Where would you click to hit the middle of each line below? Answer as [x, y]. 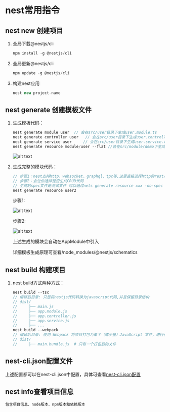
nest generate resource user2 [45, 190]
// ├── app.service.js [41, 321]
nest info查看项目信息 [39, 392]
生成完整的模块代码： [35, 167]
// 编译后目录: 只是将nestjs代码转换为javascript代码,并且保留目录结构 [81, 297]
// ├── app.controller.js [45, 316]
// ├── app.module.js [40, 311]
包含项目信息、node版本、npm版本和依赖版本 [45, 404]
